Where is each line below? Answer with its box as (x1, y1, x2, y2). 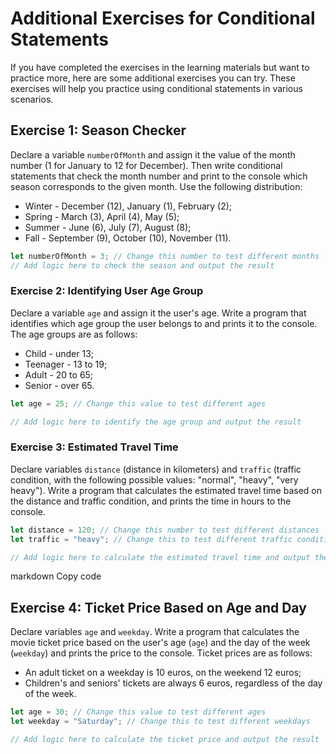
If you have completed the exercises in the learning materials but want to (10, 61, 310, 73)
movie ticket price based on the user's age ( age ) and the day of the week (10, 637, 311, 649)
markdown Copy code (10, 570, 102, 582)
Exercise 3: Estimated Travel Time (10, 440, 179, 454)
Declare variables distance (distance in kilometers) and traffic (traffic (10, 463, 302, 475)
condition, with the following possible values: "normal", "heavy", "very (10, 473, 299, 486)
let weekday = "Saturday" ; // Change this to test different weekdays (10, 717, 311, 727)
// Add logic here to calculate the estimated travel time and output (10, 552, 311, 562)
